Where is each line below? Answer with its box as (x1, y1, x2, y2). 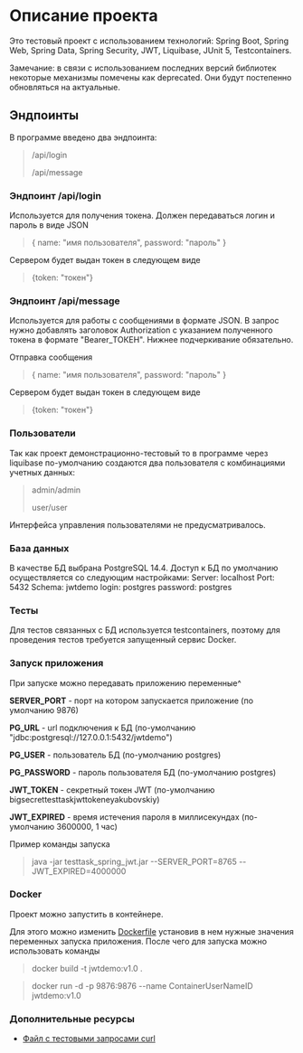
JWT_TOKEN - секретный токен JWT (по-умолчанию (9, 784, 215, 795)
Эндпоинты (9, 108, 80, 123)
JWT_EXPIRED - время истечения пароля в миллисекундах (9, 811, 240, 823)
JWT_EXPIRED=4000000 (31, 865, 127, 877)
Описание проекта (9, 5, 158, 26)
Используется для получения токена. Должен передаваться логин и (9, 210, 276, 221)
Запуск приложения (9, 657, 104, 670)
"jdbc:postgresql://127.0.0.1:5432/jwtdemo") (9, 731, 174, 742)
